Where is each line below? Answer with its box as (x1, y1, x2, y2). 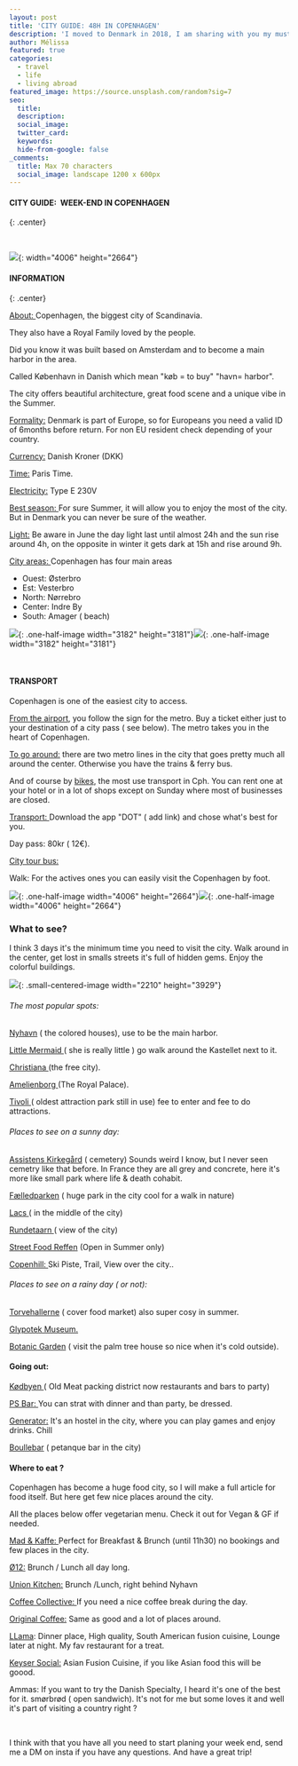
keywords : (17, 137, 53, 146)
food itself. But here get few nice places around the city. (9, 1492, 214, 1502)
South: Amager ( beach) (21, 610, 111, 622)
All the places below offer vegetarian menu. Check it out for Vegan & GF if (9, 1509, 279, 1519)
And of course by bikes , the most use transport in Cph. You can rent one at (9, 775, 284, 786)
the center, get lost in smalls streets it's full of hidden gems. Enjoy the (9, 952, 263, 963)
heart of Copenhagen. (9, 732, 90, 742)
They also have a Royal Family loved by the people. (9, 327, 197, 337)
